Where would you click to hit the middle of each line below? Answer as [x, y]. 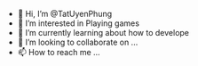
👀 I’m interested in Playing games [79, 23]
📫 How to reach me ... [59, 52]
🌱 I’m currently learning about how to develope [103, 33]
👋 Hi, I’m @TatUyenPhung [65, 14]
